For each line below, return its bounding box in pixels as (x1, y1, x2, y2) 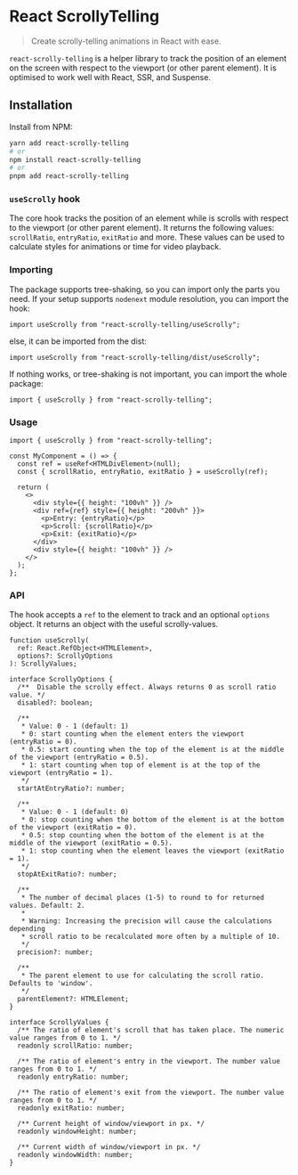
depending (9, 925, 46, 934)
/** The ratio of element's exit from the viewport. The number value (17, 1089, 285, 1097)
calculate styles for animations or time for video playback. (9, 241, 221, 252)
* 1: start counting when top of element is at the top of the (20, 761, 261, 770)
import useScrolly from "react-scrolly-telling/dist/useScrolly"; (9, 353, 261, 362)
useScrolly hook (9, 193, 81, 206)
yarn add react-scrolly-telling (9, 138, 129, 148)
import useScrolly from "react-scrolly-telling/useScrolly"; (9, 320, 241, 329)
